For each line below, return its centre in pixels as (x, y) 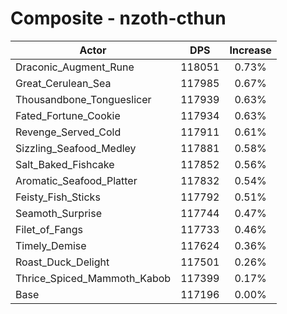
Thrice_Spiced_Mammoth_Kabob (93, 278)
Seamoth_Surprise (58, 213)
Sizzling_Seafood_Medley (76, 148)
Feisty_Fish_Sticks (58, 197)
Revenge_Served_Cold (68, 132)
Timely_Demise (51, 245)
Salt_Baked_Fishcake (65, 164)
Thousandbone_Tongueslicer (83, 99)
